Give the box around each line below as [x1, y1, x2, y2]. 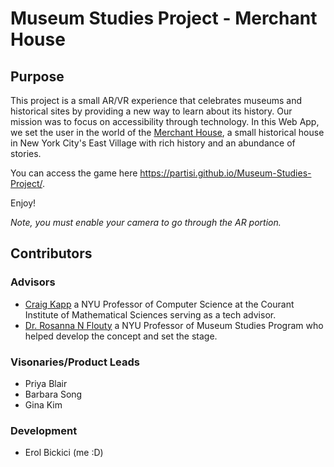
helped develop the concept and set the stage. [24, 330, 218, 342]
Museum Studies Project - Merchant [10, 7, 318, 30]
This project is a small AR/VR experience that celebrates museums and [10, 95, 302, 106]
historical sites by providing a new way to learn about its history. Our [10, 105, 293, 117]
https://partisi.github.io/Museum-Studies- [139, 167, 312, 179]
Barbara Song [24, 388, 83, 400]
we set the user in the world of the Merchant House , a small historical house [10, 127, 325, 138]
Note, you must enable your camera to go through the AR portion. [10, 217, 282, 228]
